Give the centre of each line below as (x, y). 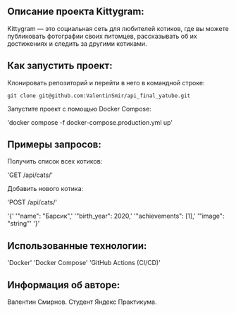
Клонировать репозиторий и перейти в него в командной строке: (106, 82)
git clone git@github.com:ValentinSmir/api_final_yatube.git (99, 96)
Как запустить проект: (60, 66)
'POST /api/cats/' (32, 202)
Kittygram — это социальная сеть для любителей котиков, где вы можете (118, 28)
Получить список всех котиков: (55, 161)
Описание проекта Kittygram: (76, 12)
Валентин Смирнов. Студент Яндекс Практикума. (82, 302)
